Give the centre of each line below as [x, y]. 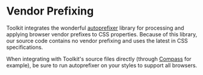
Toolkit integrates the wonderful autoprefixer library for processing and [95, 28]
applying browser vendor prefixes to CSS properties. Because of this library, [102, 34]
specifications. [25, 47]
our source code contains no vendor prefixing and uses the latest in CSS [97, 41]
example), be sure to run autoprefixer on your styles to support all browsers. [102, 65]
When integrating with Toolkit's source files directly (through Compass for [99, 59]
